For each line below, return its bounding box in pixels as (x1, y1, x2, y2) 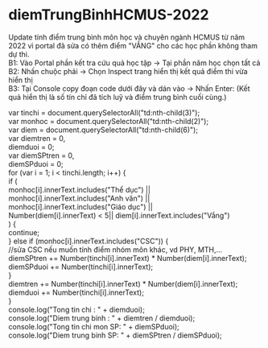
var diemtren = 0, (8, 133, 66, 143)
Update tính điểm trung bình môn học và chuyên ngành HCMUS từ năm (8, 32, 245, 42)
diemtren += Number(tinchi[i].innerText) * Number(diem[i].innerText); (8, 279, 238, 288)
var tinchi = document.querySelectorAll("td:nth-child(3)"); (8, 107, 200, 118)
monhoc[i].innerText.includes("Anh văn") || (8, 193, 150, 203)
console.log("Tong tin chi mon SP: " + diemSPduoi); (8, 321, 179, 331)
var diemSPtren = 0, (8, 151, 75, 160)
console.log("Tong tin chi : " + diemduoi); (8, 304, 145, 314)
